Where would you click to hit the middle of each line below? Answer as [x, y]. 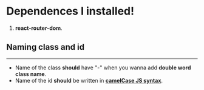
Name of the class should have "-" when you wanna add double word [103, 67]
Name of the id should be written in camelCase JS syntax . [89, 80]
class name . [31, 74]
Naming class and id [46, 47]
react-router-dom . [39, 28]
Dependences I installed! [70, 11]
